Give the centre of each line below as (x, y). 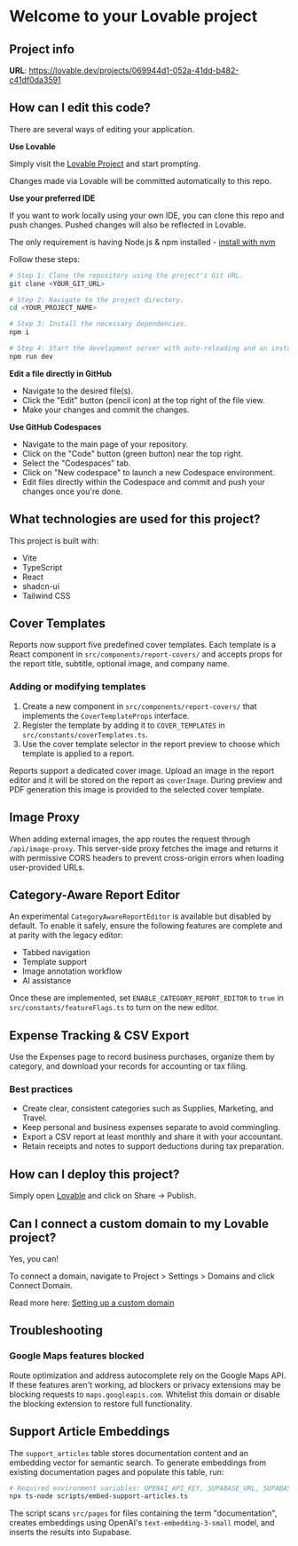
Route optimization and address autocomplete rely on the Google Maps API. (148, 1375)
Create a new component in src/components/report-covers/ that (139, 706)
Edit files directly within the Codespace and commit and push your (143, 482)
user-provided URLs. (47, 867)
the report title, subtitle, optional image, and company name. (119, 664)
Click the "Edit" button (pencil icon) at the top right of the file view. (143, 400)
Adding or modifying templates (78, 687)
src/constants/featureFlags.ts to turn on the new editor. (114, 1008)
